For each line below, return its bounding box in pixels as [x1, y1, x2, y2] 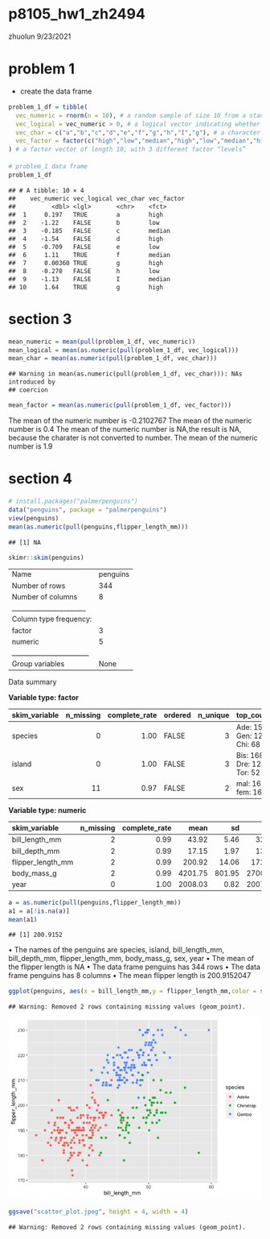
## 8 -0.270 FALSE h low [8, 267, 160, 275]
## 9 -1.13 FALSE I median [8, 275, 171, 283]
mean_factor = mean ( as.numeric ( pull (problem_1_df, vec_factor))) [8, 401, 231, 409]
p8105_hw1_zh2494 [8, 5, 146, 23]
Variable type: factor [8, 692, 79, 702]
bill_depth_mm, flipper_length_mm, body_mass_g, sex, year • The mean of [8, 954, 255, 963]
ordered [163, 711, 191, 720]
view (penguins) [8, 514, 59, 522]
